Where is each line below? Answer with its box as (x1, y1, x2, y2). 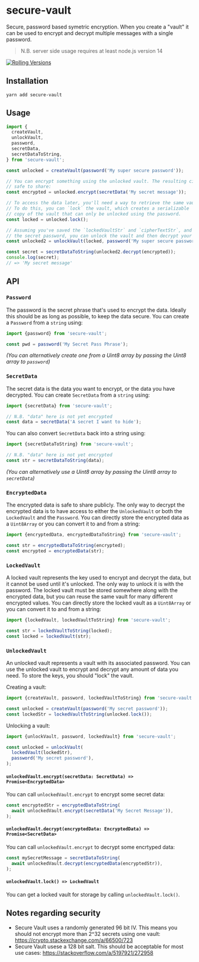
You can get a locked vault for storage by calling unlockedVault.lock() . (6, 891, 180, 898)
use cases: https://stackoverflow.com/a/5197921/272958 (14, 949, 154, 956)
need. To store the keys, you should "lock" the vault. (6, 672, 134, 679)
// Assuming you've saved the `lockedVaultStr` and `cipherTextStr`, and (6, 227, 192, 233)
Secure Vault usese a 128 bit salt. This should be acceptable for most (14, 942, 184, 950)
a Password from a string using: (6, 319, 83, 326)
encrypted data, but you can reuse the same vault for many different (6, 593, 173, 600)
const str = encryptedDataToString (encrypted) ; (6, 543, 126, 549)
